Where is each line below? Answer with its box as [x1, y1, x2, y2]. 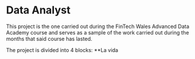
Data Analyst [6, 4, 71, 17]
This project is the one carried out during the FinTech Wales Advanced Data [6, 23, 190, 30]
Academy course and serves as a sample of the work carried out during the [6, 29, 189, 36]
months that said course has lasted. [6, 35, 93, 42]
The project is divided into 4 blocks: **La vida [6, 46, 119, 53]
